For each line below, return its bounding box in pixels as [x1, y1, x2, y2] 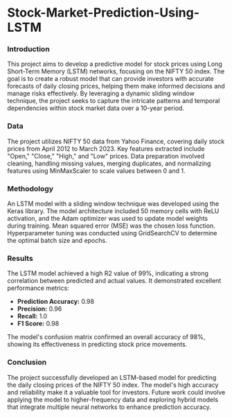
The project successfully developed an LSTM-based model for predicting [7, 373, 217, 381]
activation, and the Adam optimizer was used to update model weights [7, 215, 208, 223]
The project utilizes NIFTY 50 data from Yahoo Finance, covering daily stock [7, 137, 225, 145]
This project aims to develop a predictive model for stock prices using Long [7, 60, 223, 69]
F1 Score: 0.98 [17, 320, 60, 328]
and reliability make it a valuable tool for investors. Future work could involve [7, 388, 226, 396]
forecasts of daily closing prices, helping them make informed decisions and [7, 82, 225, 91]
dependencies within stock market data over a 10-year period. [7, 104, 185, 112]
